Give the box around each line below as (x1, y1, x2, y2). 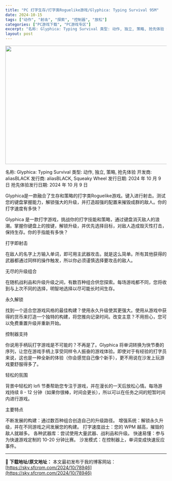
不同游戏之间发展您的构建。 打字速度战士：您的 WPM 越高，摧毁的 (23, 424, 164, 430)
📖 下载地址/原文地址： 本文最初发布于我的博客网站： (5, 459, 116, 465)
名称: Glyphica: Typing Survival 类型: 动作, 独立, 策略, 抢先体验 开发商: (5, 169, 152, 175)
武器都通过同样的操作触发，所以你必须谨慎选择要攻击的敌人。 (5, 257, 136, 263)
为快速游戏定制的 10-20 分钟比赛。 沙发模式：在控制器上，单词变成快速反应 (5, 436, 165, 443)
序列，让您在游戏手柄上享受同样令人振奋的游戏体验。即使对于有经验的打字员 (5, 348, 167, 354)
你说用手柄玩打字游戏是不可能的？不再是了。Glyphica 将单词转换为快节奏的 (5, 342, 164, 348)
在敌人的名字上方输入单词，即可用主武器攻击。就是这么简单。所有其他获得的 (5, 251, 167, 257)
